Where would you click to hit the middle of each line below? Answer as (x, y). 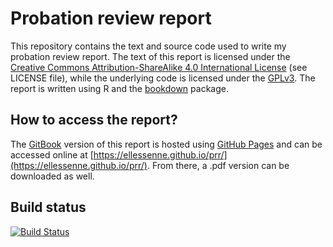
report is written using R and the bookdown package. (119, 88)
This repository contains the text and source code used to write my (148, 46)
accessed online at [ (52, 154)
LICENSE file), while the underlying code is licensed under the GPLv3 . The (163, 78)
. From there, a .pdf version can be (218, 165)
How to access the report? (94, 120)
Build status (48, 207)
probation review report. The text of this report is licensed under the (150, 56)
